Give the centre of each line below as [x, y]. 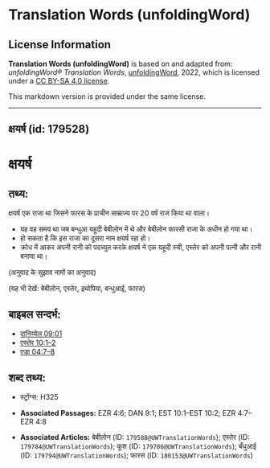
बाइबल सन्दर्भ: [35, 314]
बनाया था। [34, 257]
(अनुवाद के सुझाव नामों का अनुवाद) [52, 273]
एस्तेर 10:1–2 [38, 343]
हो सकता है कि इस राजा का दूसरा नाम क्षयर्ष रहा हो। [85, 238]
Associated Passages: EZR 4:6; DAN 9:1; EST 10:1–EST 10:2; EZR [128, 413]
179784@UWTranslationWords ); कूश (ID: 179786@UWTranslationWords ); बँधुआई [138, 446]
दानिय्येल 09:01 [41, 334]
